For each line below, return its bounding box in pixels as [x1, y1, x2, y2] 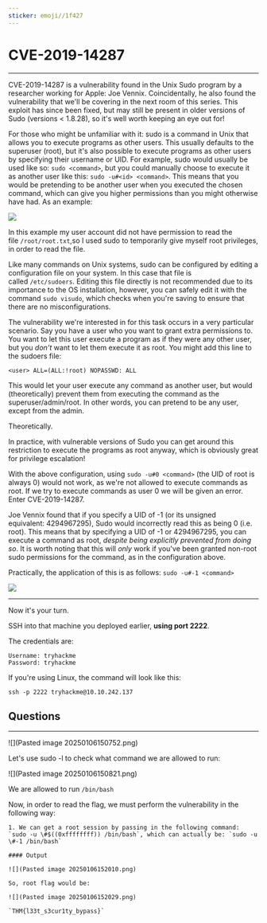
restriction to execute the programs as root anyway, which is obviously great [8, 445, 259, 455]
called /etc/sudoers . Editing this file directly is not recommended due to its [8, 276, 253, 286]
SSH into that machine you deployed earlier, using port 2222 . [8, 620, 210, 630]
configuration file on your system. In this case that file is [8, 268, 192, 277]
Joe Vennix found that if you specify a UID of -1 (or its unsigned [8, 510, 217, 519]
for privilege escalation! [8, 453, 86, 463]
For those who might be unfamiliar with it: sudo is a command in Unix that [8, 129, 249, 139]
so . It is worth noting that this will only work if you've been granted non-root [8, 543, 257, 553]
